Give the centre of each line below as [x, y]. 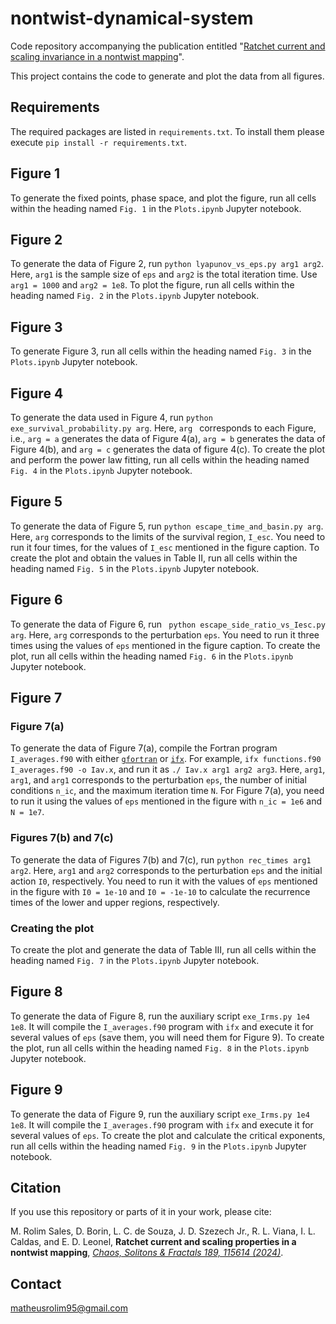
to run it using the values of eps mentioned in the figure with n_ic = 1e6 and [166, 801]
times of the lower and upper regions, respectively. [115, 902]
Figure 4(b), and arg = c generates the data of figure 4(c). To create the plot [168, 449]
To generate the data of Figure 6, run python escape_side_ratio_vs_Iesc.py [168, 624]
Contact [36, 1283]
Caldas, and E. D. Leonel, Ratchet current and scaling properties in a [153, 1242]
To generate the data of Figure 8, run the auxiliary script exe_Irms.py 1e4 [160, 1016]
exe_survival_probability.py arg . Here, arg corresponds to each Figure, [163, 428]
